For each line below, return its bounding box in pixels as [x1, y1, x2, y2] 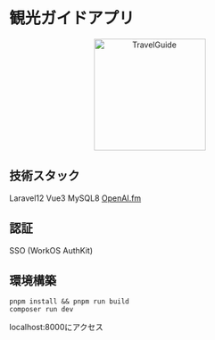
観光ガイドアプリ [9, 8, 136, 29]
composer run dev [9, 305, 74, 314]
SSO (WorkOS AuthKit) [9, 245, 94, 255]
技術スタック [9, 169, 80, 184]
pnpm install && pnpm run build [9, 297, 129, 306]
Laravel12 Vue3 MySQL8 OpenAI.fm [9, 193, 142, 203]
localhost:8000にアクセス [9, 322, 104, 333]
